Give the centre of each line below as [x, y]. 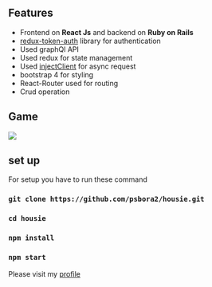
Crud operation [45, 92]
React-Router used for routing [69, 83]
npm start [27, 258]
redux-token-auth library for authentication [90, 41]
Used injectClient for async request [78, 66]
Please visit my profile [45, 273]
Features [31, 13]
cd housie [27, 219]
